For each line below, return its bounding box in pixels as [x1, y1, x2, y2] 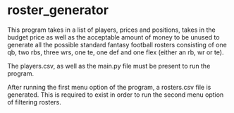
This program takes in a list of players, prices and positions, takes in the [7, 25, 216, 34]
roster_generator [7, 2, 109, 18]
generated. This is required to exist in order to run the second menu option [7, 90, 224, 99]
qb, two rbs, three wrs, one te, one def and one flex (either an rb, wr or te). [7, 48, 224, 56]
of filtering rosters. [7, 97, 62, 106]
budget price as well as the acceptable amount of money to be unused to [7, 32, 220, 41]
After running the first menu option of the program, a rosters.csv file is [7, 83, 211, 91]
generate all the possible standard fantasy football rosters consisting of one [7, 40, 227, 49]
